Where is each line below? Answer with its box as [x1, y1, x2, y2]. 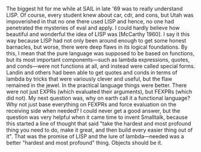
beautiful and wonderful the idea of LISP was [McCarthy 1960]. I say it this [6, 31, 190, 38]
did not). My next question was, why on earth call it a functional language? [6, 94, 191, 102]
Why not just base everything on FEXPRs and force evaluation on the [6, 101, 177, 108]
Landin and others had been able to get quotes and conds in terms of [6, 69, 178, 76]
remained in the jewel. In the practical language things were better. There [6, 82, 187, 89]
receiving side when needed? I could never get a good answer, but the [6, 108, 181, 114]
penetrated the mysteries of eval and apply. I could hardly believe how [6, 24, 180, 31]
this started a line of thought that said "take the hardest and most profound [6, 120, 191, 127]
